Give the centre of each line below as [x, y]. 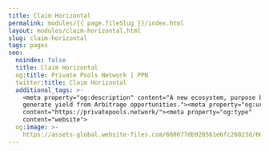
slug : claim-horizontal [48, 38]
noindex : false [41, 61]
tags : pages [28, 46]
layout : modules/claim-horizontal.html [75, 30]
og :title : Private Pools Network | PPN [82, 75]
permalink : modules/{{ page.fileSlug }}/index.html [96, 23]
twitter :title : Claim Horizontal [71, 82]
